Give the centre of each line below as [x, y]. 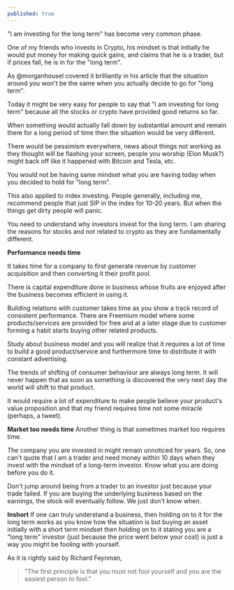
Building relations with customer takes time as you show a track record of [113, 308]
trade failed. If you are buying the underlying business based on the [105, 493]
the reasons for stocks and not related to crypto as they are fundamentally [114, 231]
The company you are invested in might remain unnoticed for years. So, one [116, 450]
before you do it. [31, 472]
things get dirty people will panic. [55, 210]
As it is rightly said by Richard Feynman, [65, 558]
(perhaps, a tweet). [35, 415]
